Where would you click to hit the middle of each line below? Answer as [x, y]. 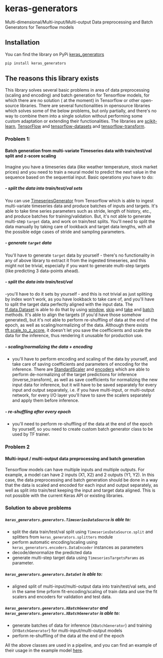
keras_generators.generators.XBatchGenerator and [56, 608]
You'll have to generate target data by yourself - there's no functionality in [80, 255]
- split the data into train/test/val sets [44, 188]
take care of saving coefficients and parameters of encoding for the [80, 364]
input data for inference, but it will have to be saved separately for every [84, 385]
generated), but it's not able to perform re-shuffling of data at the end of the [81, 320]
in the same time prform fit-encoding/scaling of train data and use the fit [85, 592]
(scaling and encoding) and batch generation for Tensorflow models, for [77, 95]
